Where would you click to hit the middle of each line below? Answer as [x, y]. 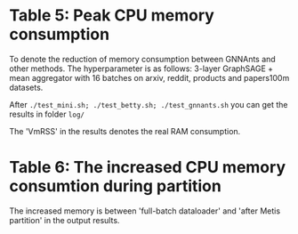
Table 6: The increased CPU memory [148, 168]
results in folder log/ [47, 114]
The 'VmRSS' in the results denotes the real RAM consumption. [125, 131]
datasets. [26, 87]
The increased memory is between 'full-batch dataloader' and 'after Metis [145, 211]
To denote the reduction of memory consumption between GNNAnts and [142, 59]
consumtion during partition [116, 186]
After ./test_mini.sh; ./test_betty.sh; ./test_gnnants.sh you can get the [149, 104]
